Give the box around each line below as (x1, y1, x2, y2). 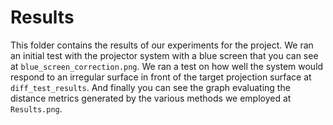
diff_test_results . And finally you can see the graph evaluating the (10, 81, 291, 93)
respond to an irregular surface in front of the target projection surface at (10, 71, 312, 83)
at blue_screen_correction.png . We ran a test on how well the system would (10, 60, 324, 72)
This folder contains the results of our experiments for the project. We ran (10, 39, 314, 51)
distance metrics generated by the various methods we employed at (10, 92, 292, 104)
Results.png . (10, 102, 63, 115)
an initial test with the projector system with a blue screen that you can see (10, 49, 319, 61)
